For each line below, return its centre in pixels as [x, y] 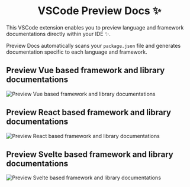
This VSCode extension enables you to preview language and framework [95, 27]
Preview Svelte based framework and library [90, 154]
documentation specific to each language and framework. [77, 52]
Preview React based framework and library [89, 112]
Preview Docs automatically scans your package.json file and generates [94, 45]
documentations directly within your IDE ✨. [58, 34]
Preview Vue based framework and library [86, 70]
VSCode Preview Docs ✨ [99, 11]
